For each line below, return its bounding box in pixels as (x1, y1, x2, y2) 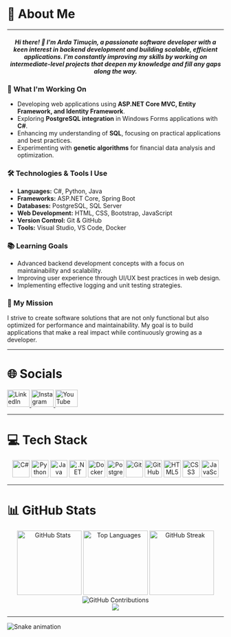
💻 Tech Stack (7, 432, 88, 448)
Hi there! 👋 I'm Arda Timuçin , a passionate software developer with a (14, 38, 217, 46)
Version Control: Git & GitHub (16, 216, 102, 224)
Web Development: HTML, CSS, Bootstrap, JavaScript (16, 209, 173, 217)
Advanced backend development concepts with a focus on (16, 259, 184, 267)
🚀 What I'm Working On (7, 84, 87, 93)
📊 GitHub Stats (7, 503, 97, 518)
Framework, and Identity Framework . (16, 107, 125, 115)
